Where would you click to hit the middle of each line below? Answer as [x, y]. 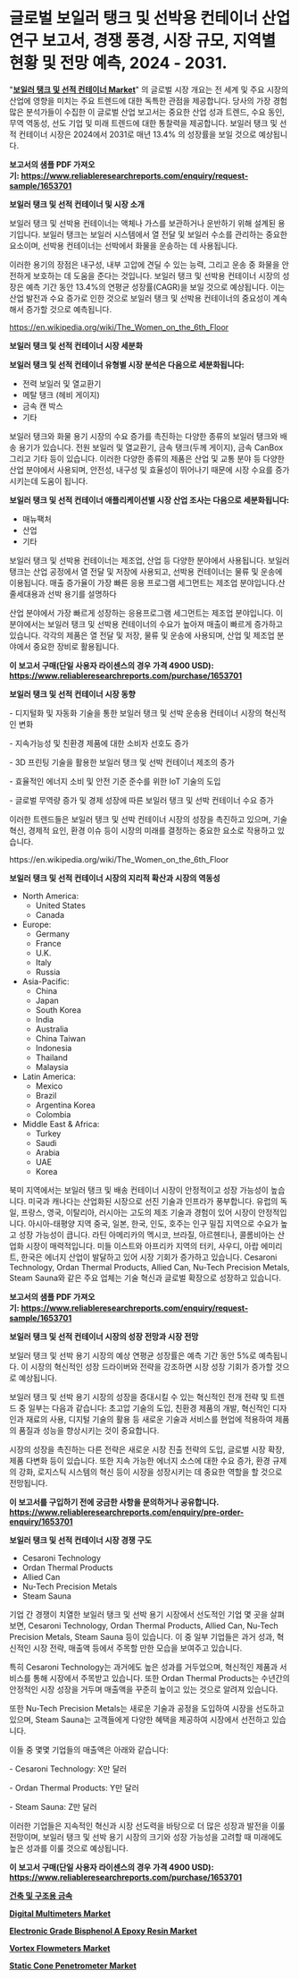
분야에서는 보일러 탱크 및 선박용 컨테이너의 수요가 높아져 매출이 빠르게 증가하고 [146, 624]
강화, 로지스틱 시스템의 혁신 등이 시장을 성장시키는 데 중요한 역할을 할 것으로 [150, 1472]
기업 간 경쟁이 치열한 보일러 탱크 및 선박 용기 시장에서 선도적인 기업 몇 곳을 [139, 1614]
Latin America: [49, 1076]
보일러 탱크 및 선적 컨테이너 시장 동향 [72, 693]
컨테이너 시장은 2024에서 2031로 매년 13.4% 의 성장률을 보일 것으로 [137, 134]
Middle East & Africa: [61, 1124]
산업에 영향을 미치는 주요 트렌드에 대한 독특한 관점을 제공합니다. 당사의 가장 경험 [149, 100]
